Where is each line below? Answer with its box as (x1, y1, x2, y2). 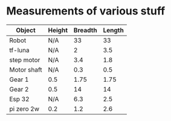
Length (103, 26, 124, 34)
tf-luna (9, 46, 30, 54)
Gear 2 (9, 85, 29, 93)
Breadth (73, 26, 98, 34)
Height (48, 26, 68, 34)
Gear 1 (9, 75, 29, 84)
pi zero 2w (9, 104, 40, 113)
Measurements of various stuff (6, 4, 166, 18)
